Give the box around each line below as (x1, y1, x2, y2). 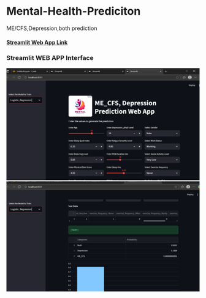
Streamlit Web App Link (6, 39, 68, 46)
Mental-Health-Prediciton (6, 4, 141, 18)
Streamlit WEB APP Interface (6, 54, 94, 62)
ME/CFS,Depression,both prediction (6, 24, 97, 32)
